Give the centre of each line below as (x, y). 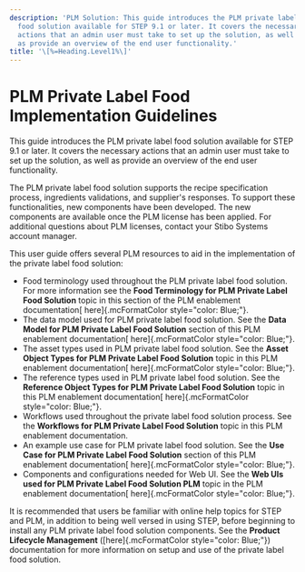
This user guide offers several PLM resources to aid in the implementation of (152, 254)
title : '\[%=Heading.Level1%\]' (70, 52)
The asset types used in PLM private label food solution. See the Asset (155, 349)
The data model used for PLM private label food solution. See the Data (154, 320)
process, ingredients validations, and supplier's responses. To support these (152, 197)
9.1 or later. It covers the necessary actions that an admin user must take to (149, 151)
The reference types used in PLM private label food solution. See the (151, 377)
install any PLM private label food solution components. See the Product (145, 531)
